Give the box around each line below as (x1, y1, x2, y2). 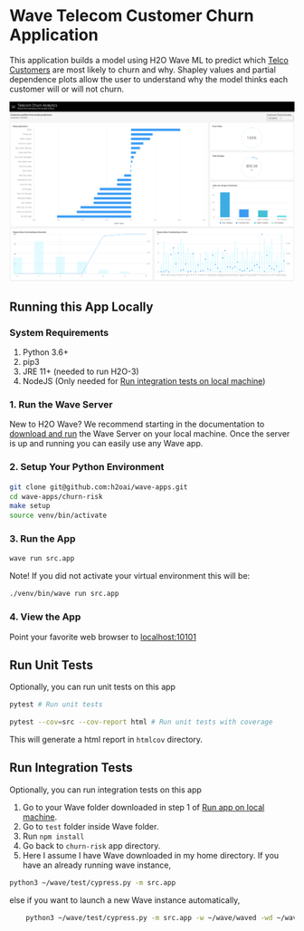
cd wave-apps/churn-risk (9, 492, 103, 501)
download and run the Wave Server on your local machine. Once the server (9, 428, 290, 439)
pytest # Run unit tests (9, 700, 103, 709)
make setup (9, 502, 51, 511)
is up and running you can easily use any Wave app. (9, 438, 204, 449)
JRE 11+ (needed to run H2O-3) (22, 366, 139, 377)
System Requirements (9, 326, 109, 339)
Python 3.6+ (22, 347, 70, 358)
